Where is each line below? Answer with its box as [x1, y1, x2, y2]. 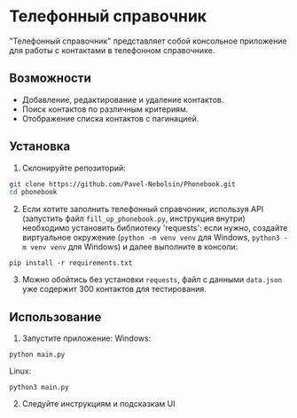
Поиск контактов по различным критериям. [21, 104, 189, 114]
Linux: [9, 366, 32, 376]
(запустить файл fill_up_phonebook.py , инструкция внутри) [21, 213, 246, 224]
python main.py [9, 351, 66, 359]
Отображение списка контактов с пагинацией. [21, 113, 199, 123]
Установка [9, 139, 71, 154]
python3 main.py [9, 383, 69, 392]
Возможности [9, 71, 91, 86]
